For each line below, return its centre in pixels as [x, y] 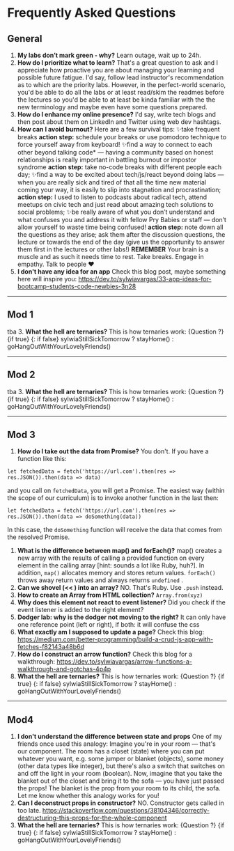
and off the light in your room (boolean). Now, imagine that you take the [120, 774]
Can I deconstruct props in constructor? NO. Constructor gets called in [120, 803]
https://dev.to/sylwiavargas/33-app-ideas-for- [145, 279]
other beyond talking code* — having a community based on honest [115, 152]
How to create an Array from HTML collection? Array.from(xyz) [110, 595]
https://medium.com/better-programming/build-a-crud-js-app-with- [115, 639]
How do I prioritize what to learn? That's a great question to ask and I [117, 63]
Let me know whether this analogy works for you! [88, 796]
